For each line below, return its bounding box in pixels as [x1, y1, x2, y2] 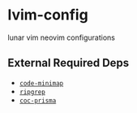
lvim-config [7, 6, 88, 24]
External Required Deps [7, 56, 130, 70]
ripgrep [19, 88, 45, 96]
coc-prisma [19, 96, 57, 105]
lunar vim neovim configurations [7, 33, 115, 42]
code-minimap [19, 79, 64, 87]
